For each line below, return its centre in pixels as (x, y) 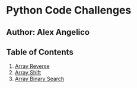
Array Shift (28, 73)
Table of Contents (40, 52)
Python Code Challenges (69, 10)
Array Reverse (32, 66)
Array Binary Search (39, 79)
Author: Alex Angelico (48, 32)
